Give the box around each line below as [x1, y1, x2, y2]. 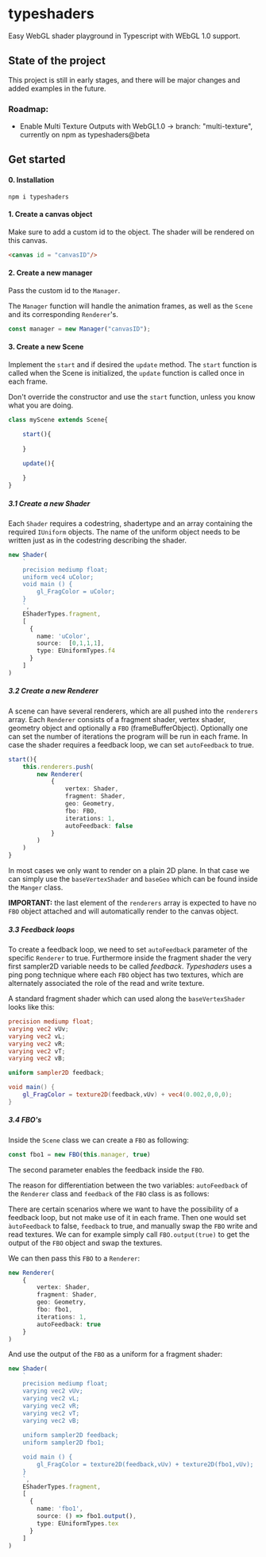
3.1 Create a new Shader [8, 498, 91, 508]
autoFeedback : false [64, 821, 133, 830]
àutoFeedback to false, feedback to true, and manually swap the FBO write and [8, 1221, 258, 1231]
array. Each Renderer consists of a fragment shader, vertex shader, [8, 714, 226, 724]
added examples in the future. [8, 83, 106, 93]
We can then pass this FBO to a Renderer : [8, 1253, 141, 1263]
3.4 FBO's [8, 1115, 42, 1125]
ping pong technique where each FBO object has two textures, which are [8, 970, 244, 979]
